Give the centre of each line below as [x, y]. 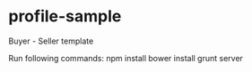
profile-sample [65, 16]
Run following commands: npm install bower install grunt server [126, 58]
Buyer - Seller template [51, 41]
